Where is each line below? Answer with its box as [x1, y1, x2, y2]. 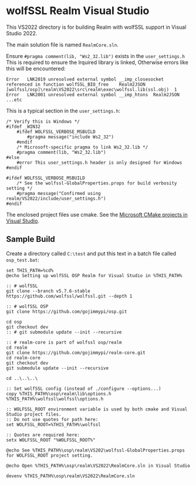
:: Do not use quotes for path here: [6, 416, 99, 422]
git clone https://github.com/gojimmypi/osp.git [6, 308, 127, 315]
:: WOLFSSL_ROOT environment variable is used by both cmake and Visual [6, 406, 188, 412]
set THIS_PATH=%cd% [6, 267, 54, 274]
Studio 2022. [6, 29, 38, 36]
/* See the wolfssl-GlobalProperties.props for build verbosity [16, 180, 177, 186]
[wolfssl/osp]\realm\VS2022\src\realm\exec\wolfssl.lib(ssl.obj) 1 [6, 86, 177, 92]
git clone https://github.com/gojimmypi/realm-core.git [6, 349, 146, 356]
